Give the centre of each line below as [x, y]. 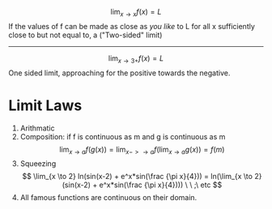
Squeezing [38, 164]
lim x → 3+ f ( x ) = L [136, 59]
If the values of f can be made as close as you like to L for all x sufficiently [132, 26]
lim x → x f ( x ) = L [136, 13]
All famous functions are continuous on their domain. [108, 198]
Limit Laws [45, 105]
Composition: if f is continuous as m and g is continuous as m [123, 136]
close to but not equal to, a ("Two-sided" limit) [85, 35]
